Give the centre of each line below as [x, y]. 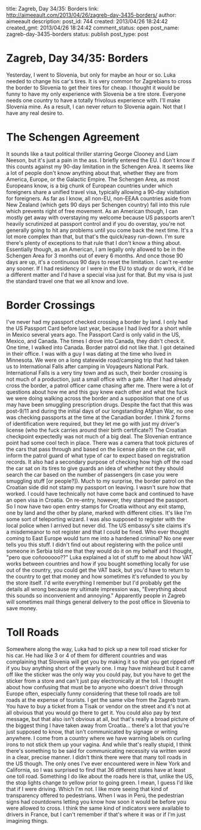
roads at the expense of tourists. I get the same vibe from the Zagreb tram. [98, 699]
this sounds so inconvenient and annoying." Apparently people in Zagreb [96, 595]
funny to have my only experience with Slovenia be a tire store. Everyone [96, 94]
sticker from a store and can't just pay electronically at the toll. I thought [95, 681]
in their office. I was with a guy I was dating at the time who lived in [89, 353]
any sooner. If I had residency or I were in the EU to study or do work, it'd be [100, 268]
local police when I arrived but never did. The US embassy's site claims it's [99, 525]
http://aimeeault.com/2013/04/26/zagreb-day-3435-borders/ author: [91, 15]
